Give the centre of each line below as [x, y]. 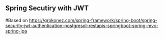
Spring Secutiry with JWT [47, 8]
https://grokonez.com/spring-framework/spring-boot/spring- [93, 20]
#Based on [17, 20]
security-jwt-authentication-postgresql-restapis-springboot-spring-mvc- [82, 25]
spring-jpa [16, 31]
